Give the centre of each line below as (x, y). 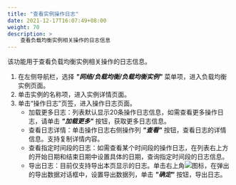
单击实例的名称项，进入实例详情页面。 (74, 95)
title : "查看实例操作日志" (43, 14)
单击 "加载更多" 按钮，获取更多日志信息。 (109, 121)
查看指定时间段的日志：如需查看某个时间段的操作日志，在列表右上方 (128, 148)
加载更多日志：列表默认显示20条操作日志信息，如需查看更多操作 (123, 112)
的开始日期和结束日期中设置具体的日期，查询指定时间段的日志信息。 (128, 157)
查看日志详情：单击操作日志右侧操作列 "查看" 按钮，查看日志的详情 (127, 130)
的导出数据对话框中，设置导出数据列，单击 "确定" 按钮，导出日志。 (127, 174)
